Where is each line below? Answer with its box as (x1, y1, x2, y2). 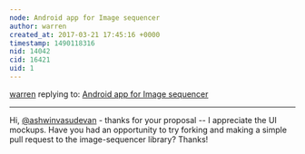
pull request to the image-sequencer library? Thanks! (9, 133, 209, 145)
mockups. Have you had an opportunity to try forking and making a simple (9, 124, 288, 135)
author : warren (9, 22, 67, 31)
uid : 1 (9, 64, 34, 73)
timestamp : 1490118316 (9, 38, 95, 48)
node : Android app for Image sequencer (9, 13, 161, 23)
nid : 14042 (9, 47, 51, 56)
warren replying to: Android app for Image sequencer (9, 88, 209, 100)
